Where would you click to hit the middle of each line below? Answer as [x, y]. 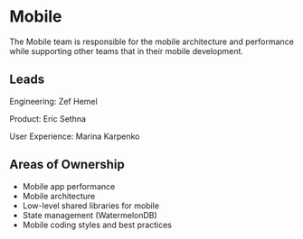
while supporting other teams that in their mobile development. [127, 51]
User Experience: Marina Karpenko [75, 136]
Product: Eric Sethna [48, 118]
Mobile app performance [69, 186]
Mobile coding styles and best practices [97, 225]
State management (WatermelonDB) [90, 215]
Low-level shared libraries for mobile [91, 206]
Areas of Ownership [67, 165]
